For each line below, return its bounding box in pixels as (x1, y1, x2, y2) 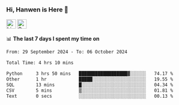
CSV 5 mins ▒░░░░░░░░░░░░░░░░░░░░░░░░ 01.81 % (6, 87, 173, 94)
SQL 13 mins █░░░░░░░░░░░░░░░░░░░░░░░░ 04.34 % (6, 82, 173, 88)
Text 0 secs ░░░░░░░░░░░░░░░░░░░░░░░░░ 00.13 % (6, 93, 173, 99)
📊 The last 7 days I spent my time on (6, 35, 100, 43)
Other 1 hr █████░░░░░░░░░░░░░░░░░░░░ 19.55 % (6, 76, 173, 82)
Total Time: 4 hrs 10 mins (6, 60, 74, 66)
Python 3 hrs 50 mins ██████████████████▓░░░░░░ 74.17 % (6, 71, 173, 77)
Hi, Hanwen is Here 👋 (6, 5, 68, 14)
